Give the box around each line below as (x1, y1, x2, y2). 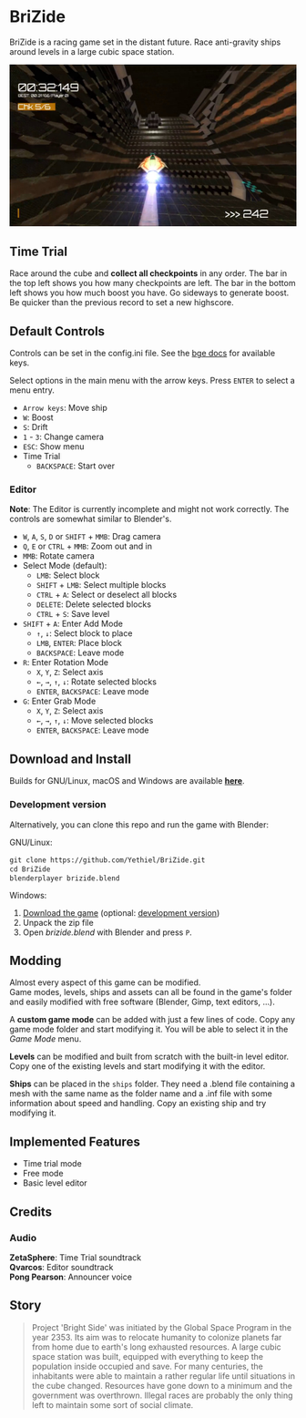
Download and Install (9, 751, 132, 766)
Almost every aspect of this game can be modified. (9, 977, 201, 988)
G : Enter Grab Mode (22, 695, 97, 707)
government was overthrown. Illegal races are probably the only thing (31, 1390, 293, 1401)
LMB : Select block (36, 570, 100, 581)
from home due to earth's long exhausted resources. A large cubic (31, 1341, 282, 1352)
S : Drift (22, 422, 48, 433)
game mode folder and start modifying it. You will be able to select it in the (9, 1023, 289, 1035)
